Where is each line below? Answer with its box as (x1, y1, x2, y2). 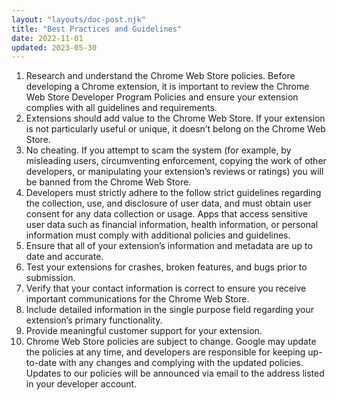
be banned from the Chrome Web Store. (25, 176, 192, 188)
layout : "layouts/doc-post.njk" (11, 14, 146, 25)
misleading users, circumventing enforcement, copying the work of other (25, 155, 327, 167)
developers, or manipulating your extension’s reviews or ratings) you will (25, 166, 324, 178)
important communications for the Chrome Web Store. (25, 293, 250, 305)
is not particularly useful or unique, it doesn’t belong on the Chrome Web (25, 123, 326, 135)
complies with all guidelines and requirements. (25, 102, 218, 114)
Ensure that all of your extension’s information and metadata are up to (25, 240, 313, 252)
